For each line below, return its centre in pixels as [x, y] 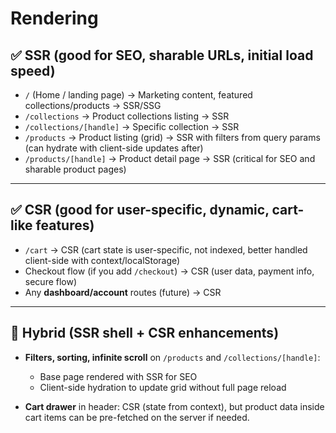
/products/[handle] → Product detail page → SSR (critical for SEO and [170, 158]
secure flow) [51, 281]
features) [65, 225]
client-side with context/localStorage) [102, 260]
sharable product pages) [75, 169]
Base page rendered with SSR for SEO [118, 376]
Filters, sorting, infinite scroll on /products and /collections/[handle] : [172, 357]
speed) [33, 70]
